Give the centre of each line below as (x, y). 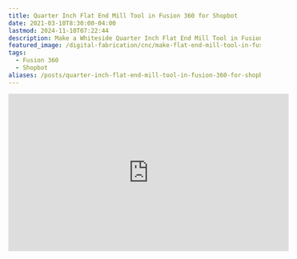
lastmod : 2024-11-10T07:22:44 (59, 30)
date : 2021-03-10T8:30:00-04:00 (62, 23)
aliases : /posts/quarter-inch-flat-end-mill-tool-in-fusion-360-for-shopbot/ (141, 75)
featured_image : (35, 46)
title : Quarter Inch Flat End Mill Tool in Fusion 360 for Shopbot (123, 16)
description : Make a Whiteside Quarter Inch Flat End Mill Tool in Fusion (136, 38)
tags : (17, 53)
